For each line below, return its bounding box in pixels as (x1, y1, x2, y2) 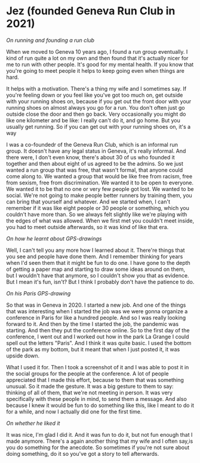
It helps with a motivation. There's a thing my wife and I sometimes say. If (6, 85, 187, 92)
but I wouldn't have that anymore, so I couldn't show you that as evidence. (6, 271, 189, 279)
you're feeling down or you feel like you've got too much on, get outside (6, 91, 183, 98)
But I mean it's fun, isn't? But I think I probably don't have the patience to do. (6, 278, 195, 285)
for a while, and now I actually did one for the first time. (6, 408, 142, 415)
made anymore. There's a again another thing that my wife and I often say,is (6, 437, 193, 445)
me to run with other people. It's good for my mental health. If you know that (6, 61, 194, 68)
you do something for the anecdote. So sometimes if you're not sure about (6, 443, 190, 451)
